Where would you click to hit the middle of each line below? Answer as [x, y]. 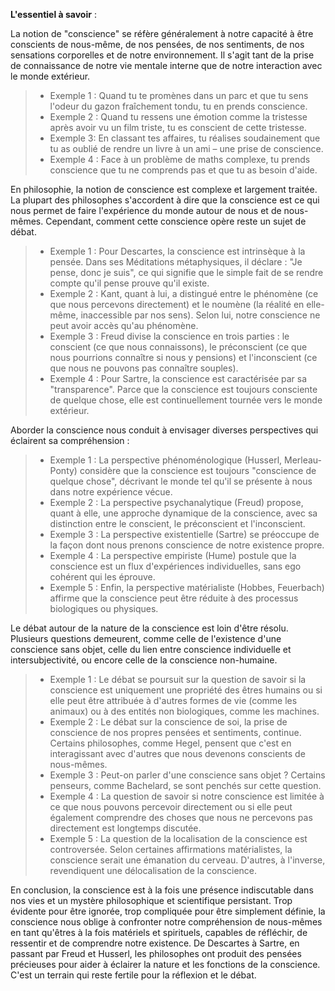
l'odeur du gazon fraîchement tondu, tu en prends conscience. [178, 106]
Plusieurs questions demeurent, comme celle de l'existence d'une [146, 638]
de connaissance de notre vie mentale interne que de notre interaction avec [166, 65]
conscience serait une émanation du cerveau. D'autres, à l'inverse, [187, 860]
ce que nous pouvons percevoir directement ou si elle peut [171, 807]
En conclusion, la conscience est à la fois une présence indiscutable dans [162, 890]
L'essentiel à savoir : [53, 14]
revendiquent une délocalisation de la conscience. [153, 870]
